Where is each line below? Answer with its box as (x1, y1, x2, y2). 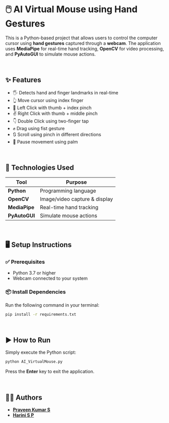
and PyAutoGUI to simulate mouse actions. (5, 51, 96, 57)
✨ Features (5, 76, 41, 84)
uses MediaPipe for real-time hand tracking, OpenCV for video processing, (5, 45, 164, 52)
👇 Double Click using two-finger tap (12, 118, 89, 124)
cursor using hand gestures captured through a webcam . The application (5, 40, 161, 46)
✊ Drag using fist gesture (12, 125, 65, 131)
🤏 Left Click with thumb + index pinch (12, 105, 92, 111)
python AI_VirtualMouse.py (5, 359, 63, 364)
